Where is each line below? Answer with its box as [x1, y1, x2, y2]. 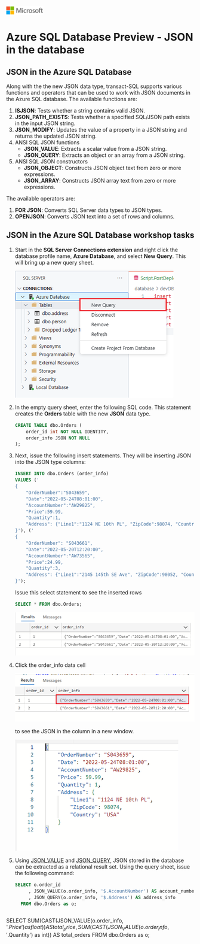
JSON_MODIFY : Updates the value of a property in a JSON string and [14, 126, 187, 133]
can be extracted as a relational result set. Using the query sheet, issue [14, 863, 190, 870]
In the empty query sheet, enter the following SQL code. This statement [14, 403, 191, 411]
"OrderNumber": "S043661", [26, 540, 93, 546]
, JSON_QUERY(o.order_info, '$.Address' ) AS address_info [28, 895, 176, 901]
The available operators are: [6, 195, 76, 202]
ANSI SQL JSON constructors [14, 158, 88, 165]
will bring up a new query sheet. [14, 259, 94, 266]
